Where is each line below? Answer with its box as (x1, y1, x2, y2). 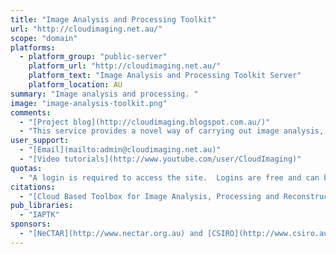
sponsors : (10, 219, 52, 230)
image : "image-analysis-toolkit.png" (10, 98, 168, 108)
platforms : (10, 42, 56, 53)
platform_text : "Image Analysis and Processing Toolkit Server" (28, 71, 302, 81)
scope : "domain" (10, 33, 78, 43)
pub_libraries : (10, 201, 74, 211)
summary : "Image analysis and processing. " (10, 89, 199, 99)
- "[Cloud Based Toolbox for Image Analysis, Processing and (19, 191, 280, 201)
